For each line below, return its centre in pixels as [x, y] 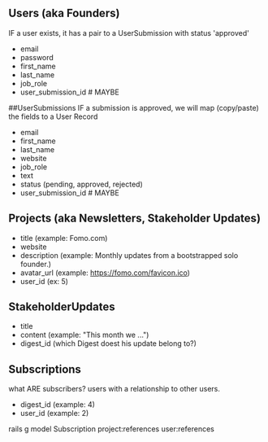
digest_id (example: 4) [58, 405]
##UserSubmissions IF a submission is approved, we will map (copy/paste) [134, 107]
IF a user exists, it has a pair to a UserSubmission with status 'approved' [129, 33]
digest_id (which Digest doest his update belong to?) [108, 344]
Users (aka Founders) [64, 13]
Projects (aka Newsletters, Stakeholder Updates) [135, 219]
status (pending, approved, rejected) [82, 184]
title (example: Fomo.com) [64, 238]
